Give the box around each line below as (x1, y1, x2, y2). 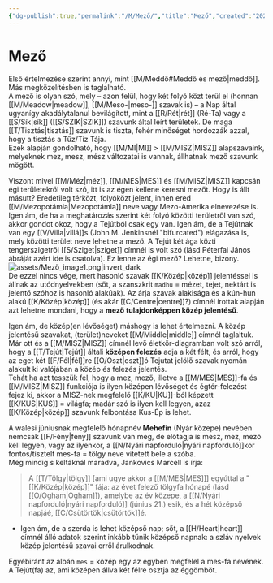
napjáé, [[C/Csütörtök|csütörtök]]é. (28, 507, 147, 517)
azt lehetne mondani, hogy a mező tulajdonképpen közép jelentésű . (8, 305, 239, 315)
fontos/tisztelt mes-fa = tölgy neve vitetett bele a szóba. (8, 448, 197, 459)
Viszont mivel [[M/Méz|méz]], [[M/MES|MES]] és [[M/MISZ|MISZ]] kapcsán (8, 175, 261, 185)
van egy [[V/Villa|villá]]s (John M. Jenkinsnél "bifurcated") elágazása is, (8, 227, 249, 237)
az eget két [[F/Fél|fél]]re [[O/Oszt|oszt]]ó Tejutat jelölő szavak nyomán (8, 355, 248, 365)
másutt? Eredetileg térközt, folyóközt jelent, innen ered (8, 192, 191, 203)
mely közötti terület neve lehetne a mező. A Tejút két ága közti (8, 236, 217, 246)
